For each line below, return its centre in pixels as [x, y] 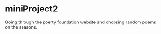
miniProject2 [32, 9]
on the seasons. [21, 27]
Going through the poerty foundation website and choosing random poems [81, 22]
